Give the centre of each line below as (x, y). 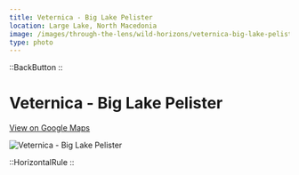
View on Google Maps (50, 128)
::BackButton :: (36, 68)
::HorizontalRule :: (42, 163)
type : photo (31, 42)
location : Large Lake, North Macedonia (83, 26)
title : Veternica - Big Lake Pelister (81, 17)
